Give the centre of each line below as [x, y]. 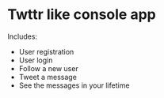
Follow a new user [48, 68]
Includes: [22, 36]
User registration [46, 51]
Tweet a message [48, 77]
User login [36, 60]
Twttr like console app [82, 15]
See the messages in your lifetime [74, 85]
